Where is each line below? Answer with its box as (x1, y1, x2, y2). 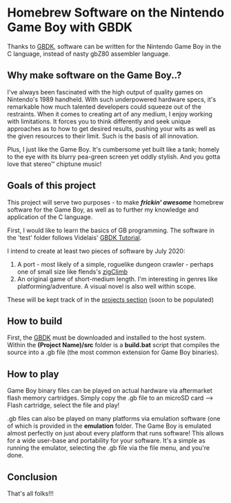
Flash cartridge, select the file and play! (7, 401, 120, 409)
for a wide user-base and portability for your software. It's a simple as (7, 436, 205, 445)
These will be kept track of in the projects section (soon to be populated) (7, 295, 214, 304)
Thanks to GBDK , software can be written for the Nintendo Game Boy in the (7, 42, 222, 50)
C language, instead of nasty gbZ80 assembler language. (7, 50, 170, 58)
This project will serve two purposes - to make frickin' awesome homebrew (7, 198, 224, 206)
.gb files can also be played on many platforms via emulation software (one (7, 415, 221, 423)
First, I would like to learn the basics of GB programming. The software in (7, 226, 215, 234)
